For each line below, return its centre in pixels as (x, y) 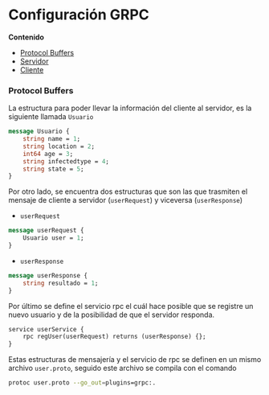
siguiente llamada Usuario (51, 117)
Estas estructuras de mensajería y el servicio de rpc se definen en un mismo (135, 360)
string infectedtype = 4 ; (66, 161)
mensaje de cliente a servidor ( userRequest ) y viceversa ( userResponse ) (126, 200)
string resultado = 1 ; (61, 283)
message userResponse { (48, 275)
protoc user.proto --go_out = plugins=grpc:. (82, 383)
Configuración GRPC (79, 15)
